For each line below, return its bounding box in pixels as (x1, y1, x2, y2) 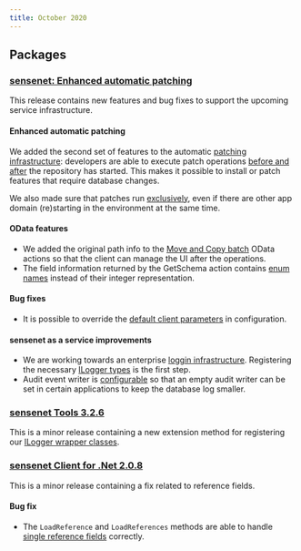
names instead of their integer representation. (22, 272, 196, 283)
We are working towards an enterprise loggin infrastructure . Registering (22, 354, 292, 365)
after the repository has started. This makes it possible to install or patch (9, 165, 281, 176)
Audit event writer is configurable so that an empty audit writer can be (22, 374, 286, 385)
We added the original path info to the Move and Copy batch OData (22, 243, 276, 254)
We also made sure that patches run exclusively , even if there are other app (9, 192, 293, 203)
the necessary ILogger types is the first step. (22, 364, 191, 375)
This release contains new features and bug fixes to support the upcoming (9, 95, 289, 106)
